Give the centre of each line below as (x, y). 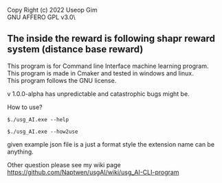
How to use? (25, 107)
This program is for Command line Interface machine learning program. (108, 66)
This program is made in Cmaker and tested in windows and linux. (100, 73)
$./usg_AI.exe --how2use (43, 132)
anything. (21, 151)
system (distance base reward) (75, 50)
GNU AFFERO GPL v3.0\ (41, 17)
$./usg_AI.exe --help (38, 119)
